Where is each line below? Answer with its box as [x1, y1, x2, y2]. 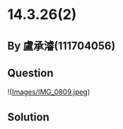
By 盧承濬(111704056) [7, 39, 116, 52]
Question [7, 66, 54, 80]
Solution [7, 110, 50, 123]
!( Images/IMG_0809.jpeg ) [7, 87, 91, 97]
